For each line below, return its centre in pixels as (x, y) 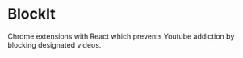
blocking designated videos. (54, 44)
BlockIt (31, 14)
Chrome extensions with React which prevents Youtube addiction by (121, 36)
